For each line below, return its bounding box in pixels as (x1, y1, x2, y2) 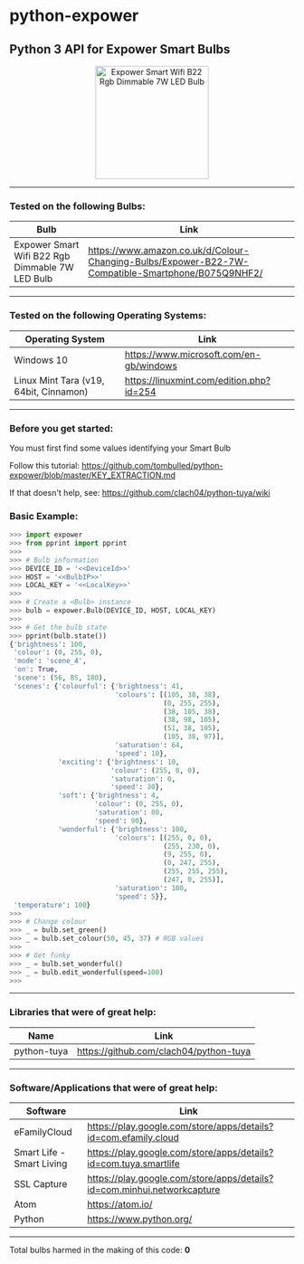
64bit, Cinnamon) (14, 385, 89, 398)
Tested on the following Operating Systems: (9, 309, 207, 322)
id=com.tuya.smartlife (87, 1157, 180, 1170)
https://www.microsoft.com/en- (124, 347, 261, 360)
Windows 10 (14, 354, 68, 366)
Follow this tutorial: (9, 460, 80, 470)
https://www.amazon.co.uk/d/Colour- (88, 244, 250, 257)
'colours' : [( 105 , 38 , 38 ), (114, 689, 221, 699)
